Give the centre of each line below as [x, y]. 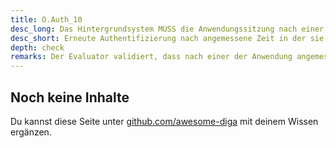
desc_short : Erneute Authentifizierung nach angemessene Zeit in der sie [167, 38]
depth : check [37, 47]
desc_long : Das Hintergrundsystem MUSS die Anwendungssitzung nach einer [167, 29]
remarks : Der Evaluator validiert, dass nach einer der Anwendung [151, 57]
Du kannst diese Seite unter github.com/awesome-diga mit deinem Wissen [164, 121]
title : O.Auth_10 [46, 19]
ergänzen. [31, 132]
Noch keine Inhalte [70, 97]
